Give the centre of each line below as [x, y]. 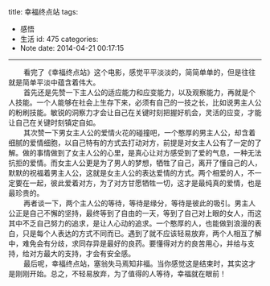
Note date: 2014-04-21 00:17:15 [72, 48]
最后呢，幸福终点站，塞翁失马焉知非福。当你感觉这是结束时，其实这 [136, 263]
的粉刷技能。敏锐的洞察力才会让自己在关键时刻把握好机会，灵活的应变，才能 [135, 112]
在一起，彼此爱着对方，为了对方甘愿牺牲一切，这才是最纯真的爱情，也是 [142, 183]
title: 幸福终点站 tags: [43, 12]
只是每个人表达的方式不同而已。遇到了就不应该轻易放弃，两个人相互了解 [142, 233]
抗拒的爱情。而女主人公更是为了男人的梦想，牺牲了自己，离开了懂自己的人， [135, 163]
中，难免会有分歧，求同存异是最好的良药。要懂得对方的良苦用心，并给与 [128, 243]
